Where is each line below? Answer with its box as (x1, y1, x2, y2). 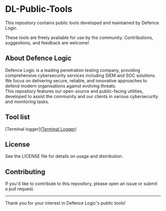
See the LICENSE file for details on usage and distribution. (5, 153, 124, 159)
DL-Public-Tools (5, 3, 73, 15)
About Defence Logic (5, 54, 72, 63)
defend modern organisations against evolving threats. (5, 83, 117, 89)
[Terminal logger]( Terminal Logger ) (5, 126, 77, 132)
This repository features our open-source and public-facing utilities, (5, 88, 144, 94)
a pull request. (5, 186, 35, 192)
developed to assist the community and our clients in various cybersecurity (5, 93, 159, 99)
